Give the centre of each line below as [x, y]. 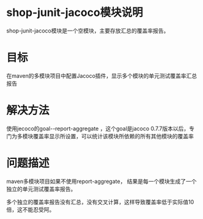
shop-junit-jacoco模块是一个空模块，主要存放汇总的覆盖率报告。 [88, 31]
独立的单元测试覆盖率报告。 [41, 189]
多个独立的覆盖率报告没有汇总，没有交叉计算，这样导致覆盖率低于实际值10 [100, 202]
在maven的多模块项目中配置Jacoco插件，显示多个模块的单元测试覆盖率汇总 [102, 76]
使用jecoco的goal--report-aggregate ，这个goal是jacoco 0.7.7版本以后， [98, 128]
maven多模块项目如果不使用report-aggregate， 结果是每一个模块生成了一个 [102, 181]
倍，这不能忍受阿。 [31, 209]
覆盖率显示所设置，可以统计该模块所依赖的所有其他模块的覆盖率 [113, 136]
